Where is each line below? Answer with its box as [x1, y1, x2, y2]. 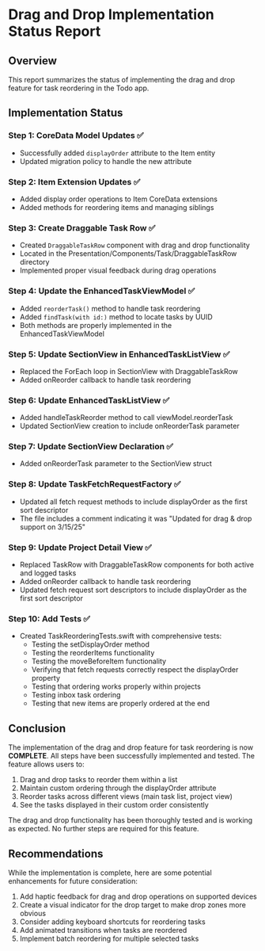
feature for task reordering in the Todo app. [8, 83, 150, 93]
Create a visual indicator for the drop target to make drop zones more [19, 899, 247, 909]
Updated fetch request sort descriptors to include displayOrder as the [19, 585, 248, 595]
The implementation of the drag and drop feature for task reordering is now [8, 743, 254, 752]
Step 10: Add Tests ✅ [8, 613, 91, 624]
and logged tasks [19, 568, 77, 578]
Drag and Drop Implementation [8, 6, 215, 24]
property [31, 674, 61, 683]
